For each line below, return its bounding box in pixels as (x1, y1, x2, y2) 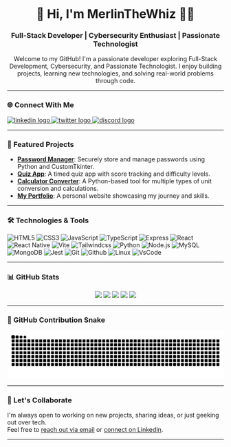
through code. (95, 77, 136, 85)
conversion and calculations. (16, 185, 99, 193)
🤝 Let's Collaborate (7, 395, 72, 404)
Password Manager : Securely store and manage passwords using (16, 155, 205, 163)
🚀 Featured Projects (7, 139, 74, 149)
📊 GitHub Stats (7, 273, 60, 282)
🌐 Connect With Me (7, 100, 74, 110)
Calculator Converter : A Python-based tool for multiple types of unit (16, 177, 212, 185)
